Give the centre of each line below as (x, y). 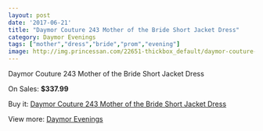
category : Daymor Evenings (52, 37)
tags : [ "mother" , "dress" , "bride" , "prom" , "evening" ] (94, 44)
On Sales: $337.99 (38, 89)
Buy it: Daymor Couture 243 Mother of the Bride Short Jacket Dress (117, 104)
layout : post (29, 15)
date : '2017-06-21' (40, 23)
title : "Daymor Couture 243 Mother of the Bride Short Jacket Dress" (124, 30)
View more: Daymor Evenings (56, 119)
